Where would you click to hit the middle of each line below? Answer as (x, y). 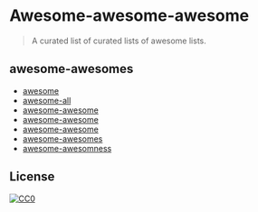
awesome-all (47, 100)
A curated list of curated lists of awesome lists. (119, 41)
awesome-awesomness (67, 148)
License (32, 177)
